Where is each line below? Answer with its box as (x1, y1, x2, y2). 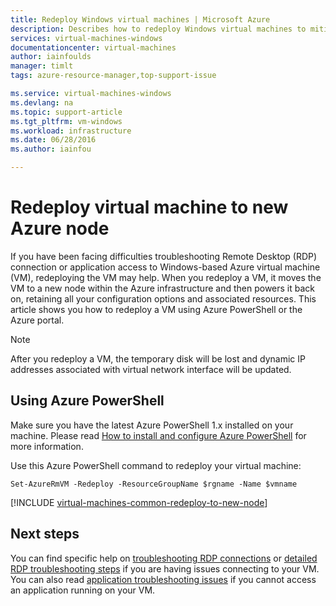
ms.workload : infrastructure (10, 126, 132, 136)
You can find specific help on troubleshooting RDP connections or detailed (10, 552, 318, 564)
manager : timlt (10, 61, 74, 71)
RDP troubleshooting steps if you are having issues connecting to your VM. (10, 562, 320, 575)
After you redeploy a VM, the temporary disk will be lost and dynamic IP (10, 352, 306, 365)
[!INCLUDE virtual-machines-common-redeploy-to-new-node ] (10, 496, 268, 508)
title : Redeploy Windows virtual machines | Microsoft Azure (10, 14, 271, 25)
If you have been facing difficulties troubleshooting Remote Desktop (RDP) (10, 250, 318, 262)
